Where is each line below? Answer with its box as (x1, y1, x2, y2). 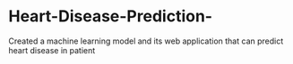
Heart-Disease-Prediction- (8, 6, 212, 27)
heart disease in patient (8, 44, 96, 55)
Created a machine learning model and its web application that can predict (8, 36, 284, 46)
